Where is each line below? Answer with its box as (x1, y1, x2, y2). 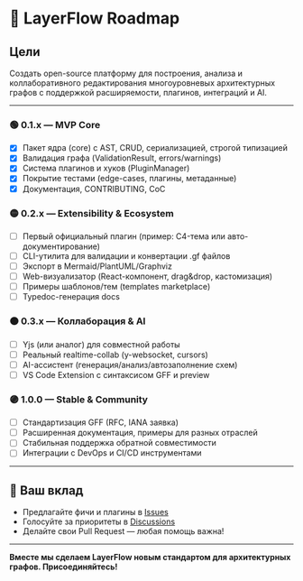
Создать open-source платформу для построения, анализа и (9, 68, 243, 78)
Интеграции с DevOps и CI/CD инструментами (22, 447, 202, 458)
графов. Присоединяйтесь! (9, 561, 118, 572)
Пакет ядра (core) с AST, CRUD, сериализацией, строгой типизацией (22, 143, 289, 153)
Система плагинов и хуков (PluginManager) (22, 162, 190, 174)
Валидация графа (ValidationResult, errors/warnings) (22, 152, 222, 163)
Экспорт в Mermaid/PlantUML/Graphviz (22, 261, 173, 272)
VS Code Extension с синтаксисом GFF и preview (22, 369, 210, 380)
